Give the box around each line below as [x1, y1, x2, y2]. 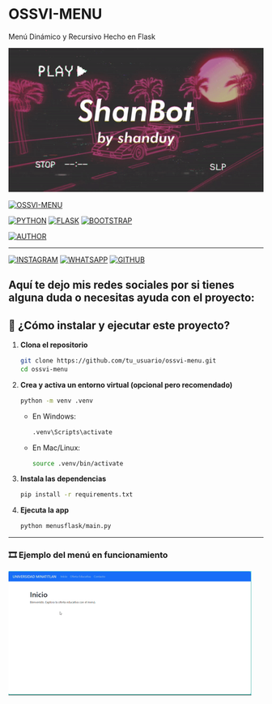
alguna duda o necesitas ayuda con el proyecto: [8, 291, 255, 305]
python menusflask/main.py [19, 522, 112, 530]
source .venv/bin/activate [32, 459, 124, 467]
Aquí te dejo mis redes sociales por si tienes [8, 278, 235, 292]
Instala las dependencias [19, 474, 107, 483]
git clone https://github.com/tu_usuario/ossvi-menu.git [19, 357, 217, 365]
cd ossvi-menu [19, 365, 68, 373]
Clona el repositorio [19, 340, 88, 350]
